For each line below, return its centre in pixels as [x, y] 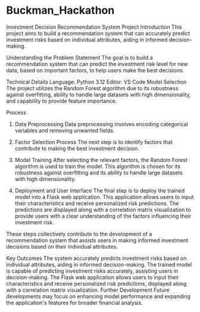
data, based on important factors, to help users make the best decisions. [95, 70]
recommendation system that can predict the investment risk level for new [97, 64]
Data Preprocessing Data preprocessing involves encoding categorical [101, 124]
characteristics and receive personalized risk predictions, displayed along [96, 283]
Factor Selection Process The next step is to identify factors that [94, 142]
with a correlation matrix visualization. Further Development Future [88, 290]
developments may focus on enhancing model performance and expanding [99, 296]
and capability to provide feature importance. [62, 101]
